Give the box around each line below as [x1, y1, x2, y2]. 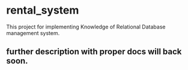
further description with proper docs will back [6, 47, 182, 57]
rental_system [6, 4, 79, 17]
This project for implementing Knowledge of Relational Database [6, 23, 166, 30]
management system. [6, 29, 60, 36]
